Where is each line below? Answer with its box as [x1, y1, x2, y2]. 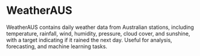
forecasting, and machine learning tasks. [6, 43, 107, 50]
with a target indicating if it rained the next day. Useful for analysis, [6, 36, 173, 43]
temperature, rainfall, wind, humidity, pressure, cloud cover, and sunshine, [6, 30, 190, 37]
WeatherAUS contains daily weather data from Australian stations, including [6, 23, 195, 31]
